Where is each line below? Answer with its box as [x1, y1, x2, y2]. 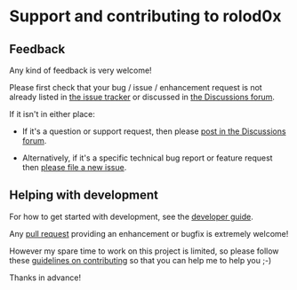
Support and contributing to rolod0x [9, 6, 282, 27]
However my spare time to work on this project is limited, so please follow [9, 246, 279, 256]
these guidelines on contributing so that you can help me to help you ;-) [9, 255, 272, 265]
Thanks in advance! [9, 272, 82, 283]
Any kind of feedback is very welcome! [9, 65, 153, 75]
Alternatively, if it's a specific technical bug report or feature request [21, 153, 273, 163]
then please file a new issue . [21, 162, 127, 172]
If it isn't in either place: [9, 109, 95, 119]
